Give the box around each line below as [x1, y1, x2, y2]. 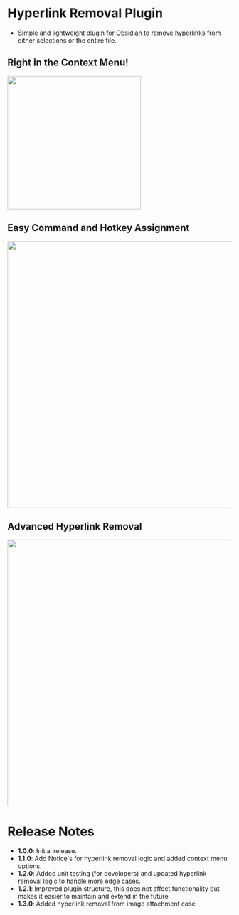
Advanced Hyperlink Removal [7, 520, 142, 533]
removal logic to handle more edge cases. [17, 877, 141, 886]
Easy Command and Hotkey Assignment [7, 222, 190, 234]
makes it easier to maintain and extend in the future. [17, 892, 171, 901]
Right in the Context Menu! [7, 57, 129, 69]
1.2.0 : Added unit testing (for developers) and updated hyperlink [17, 869, 207, 878]
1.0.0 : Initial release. [17, 847, 77, 855]
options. [17, 862, 42, 870]
